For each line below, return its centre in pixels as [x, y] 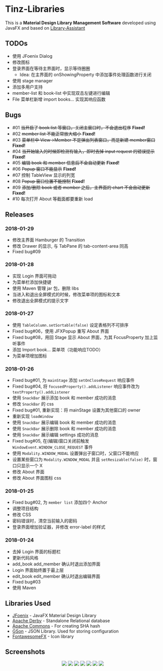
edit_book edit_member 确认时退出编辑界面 [56, 576]
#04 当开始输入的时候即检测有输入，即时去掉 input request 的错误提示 [83, 151]
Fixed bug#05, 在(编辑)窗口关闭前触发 [51, 441]
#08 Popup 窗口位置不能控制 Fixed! [49, 181]
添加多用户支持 [27, 87]
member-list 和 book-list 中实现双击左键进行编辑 [61, 93]
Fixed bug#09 [26, 252]
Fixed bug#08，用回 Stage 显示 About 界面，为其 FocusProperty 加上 [83, 337]
